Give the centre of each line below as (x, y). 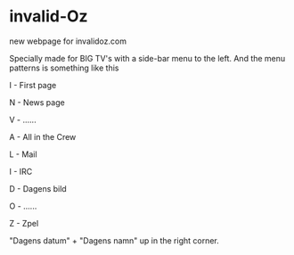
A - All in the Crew (43, 136)
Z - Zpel (24, 223)
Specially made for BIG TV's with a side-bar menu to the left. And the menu (147, 58)
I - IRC (21, 171)
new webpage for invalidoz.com (68, 41)
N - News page (37, 102)
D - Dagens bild (38, 188)
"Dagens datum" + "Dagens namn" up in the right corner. (114, 240)
